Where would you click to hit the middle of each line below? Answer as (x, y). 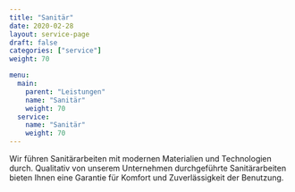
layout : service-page (50, 34)
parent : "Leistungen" (65, 92)
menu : (19, 75)
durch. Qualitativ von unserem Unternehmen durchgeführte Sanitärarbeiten (148, 168)
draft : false (34, 42)
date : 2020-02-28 (42, 26)
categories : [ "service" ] (55, 51)
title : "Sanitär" (42, 17)
